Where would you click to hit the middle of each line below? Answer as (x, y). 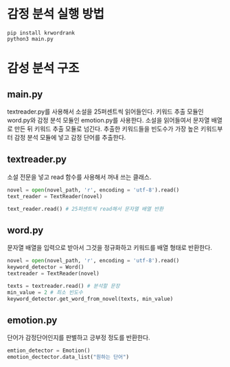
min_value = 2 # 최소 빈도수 (45, 292)
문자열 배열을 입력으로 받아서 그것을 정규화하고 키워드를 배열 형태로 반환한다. (110, 248)
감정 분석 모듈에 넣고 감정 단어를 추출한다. (70, 137)
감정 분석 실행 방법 (56, 14)
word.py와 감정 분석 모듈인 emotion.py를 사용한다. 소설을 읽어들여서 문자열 (108, 120)
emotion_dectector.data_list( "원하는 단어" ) (68, 357)
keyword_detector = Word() (46, 267)
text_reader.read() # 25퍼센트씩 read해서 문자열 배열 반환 (85, 209)
